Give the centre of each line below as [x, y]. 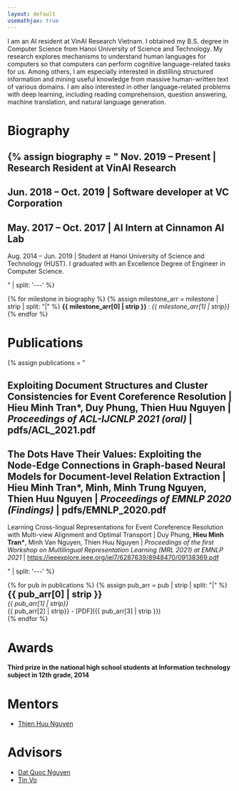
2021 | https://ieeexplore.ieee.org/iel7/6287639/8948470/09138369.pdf [113, 557]
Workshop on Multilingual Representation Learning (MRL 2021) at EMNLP [115, 550]
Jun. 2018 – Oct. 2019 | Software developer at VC [118, 193]
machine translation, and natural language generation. [87, 101]
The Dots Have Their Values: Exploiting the [105, 454]
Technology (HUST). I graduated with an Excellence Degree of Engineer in [117, 264]
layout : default [31, 14]
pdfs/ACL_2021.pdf [52, 430]
